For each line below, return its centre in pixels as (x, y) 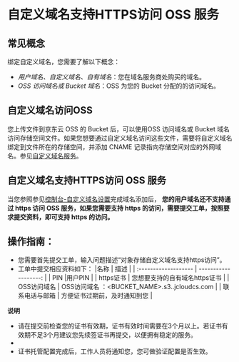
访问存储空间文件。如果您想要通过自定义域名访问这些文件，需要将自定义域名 (120, 138)
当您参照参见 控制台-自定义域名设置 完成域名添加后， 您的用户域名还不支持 (116, 199)
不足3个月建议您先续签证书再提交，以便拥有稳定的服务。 (114, 335)
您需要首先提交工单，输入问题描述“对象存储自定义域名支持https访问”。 (122, 260)
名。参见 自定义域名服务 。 (45, 156)
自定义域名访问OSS (50, 110)
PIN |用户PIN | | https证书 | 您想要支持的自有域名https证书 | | (141, 278)
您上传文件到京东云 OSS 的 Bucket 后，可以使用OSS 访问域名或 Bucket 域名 (118, 129)
